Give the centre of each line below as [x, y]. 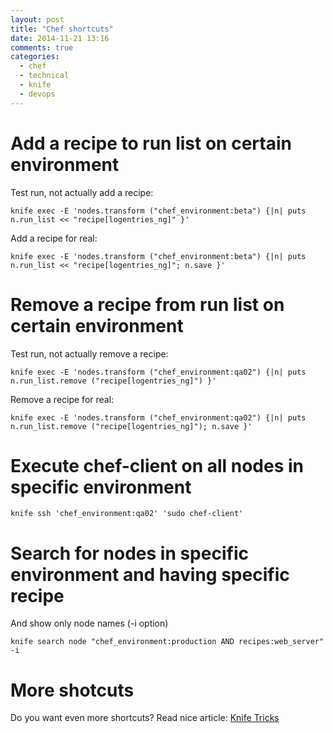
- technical [44, 76]
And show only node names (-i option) [89, 623]
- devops [37, 94]
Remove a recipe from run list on [147, 304]
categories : [35, 57]
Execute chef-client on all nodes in [157, 465]
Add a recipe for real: [54, 238]
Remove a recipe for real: [62, 399]
